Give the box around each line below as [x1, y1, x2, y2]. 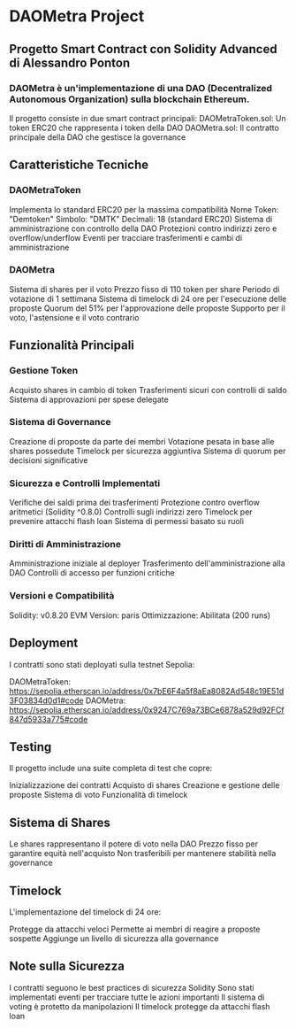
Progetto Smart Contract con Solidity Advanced [9, 42, 277, 57]
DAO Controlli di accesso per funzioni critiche [9, 568, 175, 578]
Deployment [9, 636, 79, 651]
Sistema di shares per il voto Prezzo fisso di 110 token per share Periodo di [9, 283, 280, 294]
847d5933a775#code [9, 714, 88, 724]
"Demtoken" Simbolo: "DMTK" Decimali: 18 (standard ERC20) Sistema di [9, 213, 273, 224]
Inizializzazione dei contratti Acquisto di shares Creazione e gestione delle [9, 780, 280, 791]
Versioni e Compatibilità [9, 590, 115, 602]
